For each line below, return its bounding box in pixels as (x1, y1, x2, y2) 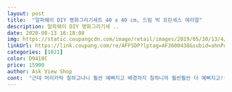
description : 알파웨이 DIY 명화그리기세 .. (7, 23, 119, 30)
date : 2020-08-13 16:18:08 (7, 29, 85, 37)
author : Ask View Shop (7, 68, 72, 75)
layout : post (7, 10, 45, 17)
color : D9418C (7, 55, 48, 62)
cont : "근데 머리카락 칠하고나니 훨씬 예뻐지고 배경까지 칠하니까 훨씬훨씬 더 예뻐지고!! (7, 74, 226, 82)
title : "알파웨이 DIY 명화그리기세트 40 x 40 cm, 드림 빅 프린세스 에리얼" (7, 17, 202, 24)
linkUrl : (7, 42, 32, 49)
